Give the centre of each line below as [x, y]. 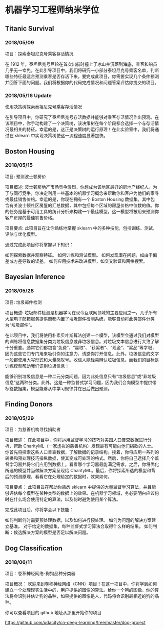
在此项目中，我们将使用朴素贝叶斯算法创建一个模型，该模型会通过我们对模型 [82, 335]
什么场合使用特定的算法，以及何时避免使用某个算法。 [67, 499]
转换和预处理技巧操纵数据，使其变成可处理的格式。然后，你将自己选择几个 [80, 458]
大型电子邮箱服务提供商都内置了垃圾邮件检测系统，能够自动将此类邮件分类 [80, 319]
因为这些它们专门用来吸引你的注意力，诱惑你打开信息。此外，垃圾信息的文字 [82, 353]
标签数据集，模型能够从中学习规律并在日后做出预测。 [59, 388]
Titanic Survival [30, 28]
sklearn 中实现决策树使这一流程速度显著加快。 [61, 136]
